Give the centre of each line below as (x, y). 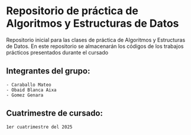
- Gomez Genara (25, 95)
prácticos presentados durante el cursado (57, 52)
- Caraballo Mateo (29, 85)
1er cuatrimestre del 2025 (39, 127)
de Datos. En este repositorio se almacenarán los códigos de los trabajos (95, 46)
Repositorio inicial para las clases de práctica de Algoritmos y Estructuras (96, 40)
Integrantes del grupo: (48, 71)
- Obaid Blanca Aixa (32, 90)
